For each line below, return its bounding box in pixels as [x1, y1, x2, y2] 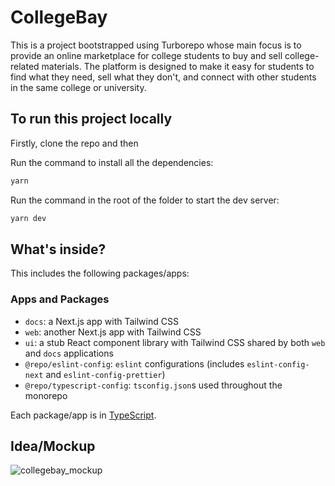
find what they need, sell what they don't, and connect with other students [10, 71, 317, 83]
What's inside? [10, 241, 107, 258]
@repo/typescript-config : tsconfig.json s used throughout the [24, 379, 283, 391]
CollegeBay [10, 6, 108, 29]
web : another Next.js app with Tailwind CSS [24, 326, 202, 338]
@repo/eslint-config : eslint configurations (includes [24, 357, 245, 370]
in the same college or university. [10, 81, 147, 93]
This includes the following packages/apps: [10, 267, 190, 280]
